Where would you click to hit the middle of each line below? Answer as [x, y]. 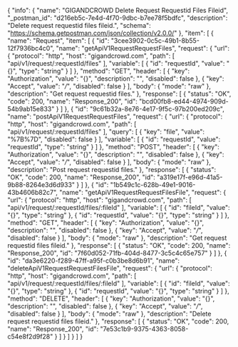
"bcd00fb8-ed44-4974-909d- [184, 101]
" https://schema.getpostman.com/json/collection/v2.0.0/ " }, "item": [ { [110, 33]
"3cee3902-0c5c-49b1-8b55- [155, 41]
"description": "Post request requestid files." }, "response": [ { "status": [112, 170]
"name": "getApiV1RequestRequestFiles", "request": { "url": [143, 48]
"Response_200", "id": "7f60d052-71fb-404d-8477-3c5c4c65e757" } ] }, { [117, 253]
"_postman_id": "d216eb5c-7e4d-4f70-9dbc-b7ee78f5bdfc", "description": [118, 18]
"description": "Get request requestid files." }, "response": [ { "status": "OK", [119, 94]
